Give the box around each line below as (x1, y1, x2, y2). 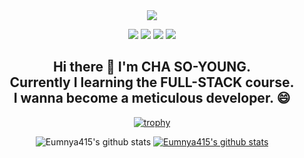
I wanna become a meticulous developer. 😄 (13, 90, 291, 107)
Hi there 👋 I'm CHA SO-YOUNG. (52, 59, 252, 76)
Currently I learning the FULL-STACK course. (9, 74, 295, 91)
